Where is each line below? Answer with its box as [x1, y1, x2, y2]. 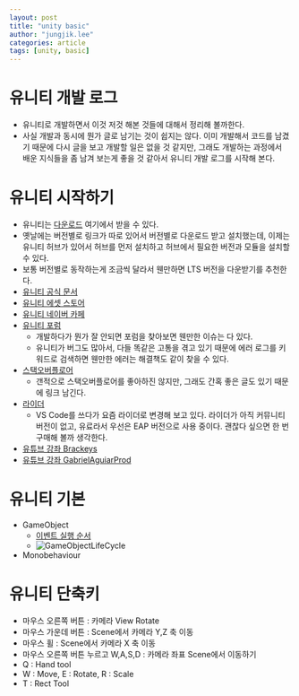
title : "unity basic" [9, 22, 90, 30]
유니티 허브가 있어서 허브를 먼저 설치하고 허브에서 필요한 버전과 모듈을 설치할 [21, 241, 291, 252]
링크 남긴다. [45, 387, 87, 397]
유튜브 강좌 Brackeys [21, 443, 98, 454]
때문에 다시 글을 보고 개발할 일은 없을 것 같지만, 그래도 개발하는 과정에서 [31, 142, 283, 152]
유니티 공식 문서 [21, 286, 78, 297]
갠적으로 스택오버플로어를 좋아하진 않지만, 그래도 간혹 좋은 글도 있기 [35, 376, 273, 387]
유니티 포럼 [21, 320, 62, 330]
